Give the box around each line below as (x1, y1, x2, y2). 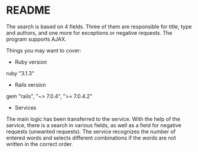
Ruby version (14, 58, 47, 65)
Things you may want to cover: (6, 47, 82, 54)
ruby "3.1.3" (6, 70, 34, 77)
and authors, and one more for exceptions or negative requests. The (6, 29, 173, 36)
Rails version (14, 81, 46, 88)
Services (14, 104, 37, 111)
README (6, 4, 51, 17)
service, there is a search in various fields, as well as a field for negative (6, 121, 181, 128)
